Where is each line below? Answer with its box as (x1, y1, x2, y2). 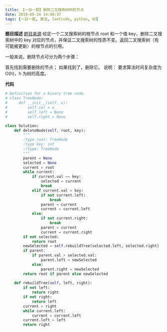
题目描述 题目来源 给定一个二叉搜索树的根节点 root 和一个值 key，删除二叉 (5, 31, 158, 37)
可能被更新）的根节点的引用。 (5, 43, 66, 49)
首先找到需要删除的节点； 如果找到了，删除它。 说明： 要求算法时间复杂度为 (5, 64, 162, 70)
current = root (23, 165, 55, 170)
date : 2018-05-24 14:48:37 (5, 12, 61, 17)
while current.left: (23, 308, 66, 314)
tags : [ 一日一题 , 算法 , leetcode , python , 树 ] (5, 16, 99, 21)
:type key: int (23, 142, 55, 147)
